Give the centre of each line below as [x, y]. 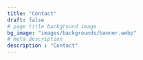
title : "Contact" [32, 13]
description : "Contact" [43, 46]
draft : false [26, 20]
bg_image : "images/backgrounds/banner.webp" [72, 33]
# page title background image [52, 26]
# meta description [35, 39]
